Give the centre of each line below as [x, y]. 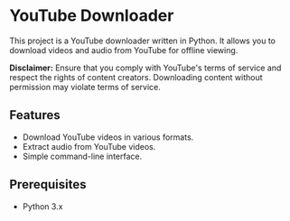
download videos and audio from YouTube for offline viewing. [124, 50]
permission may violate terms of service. [85, 87]
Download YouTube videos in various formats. [108, 137]
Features [35, 115]
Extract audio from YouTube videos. [89, 146]
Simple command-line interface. [82, 156]
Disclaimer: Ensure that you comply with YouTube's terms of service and [145, 68]
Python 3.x [42, 206]
